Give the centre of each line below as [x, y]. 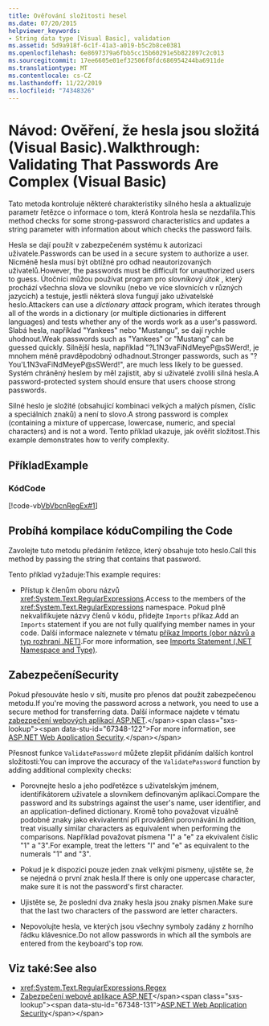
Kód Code [27, 488]
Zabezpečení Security [63, 675]
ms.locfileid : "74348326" [51, 90]
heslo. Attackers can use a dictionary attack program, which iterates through [134, 305]
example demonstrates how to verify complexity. [89, 440]
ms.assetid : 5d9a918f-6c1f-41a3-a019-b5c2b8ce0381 [95, 46]
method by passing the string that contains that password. [105, 559]
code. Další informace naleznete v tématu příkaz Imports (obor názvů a [137, 633]
